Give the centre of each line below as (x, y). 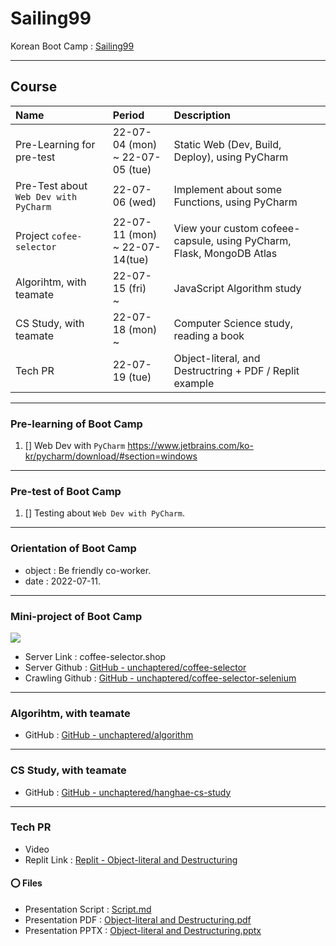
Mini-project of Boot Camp (76, 616)
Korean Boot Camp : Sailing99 (72, 46)
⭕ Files (26, 883)
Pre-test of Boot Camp (66, 491)
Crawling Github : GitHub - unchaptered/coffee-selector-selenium (160, 678)
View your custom (216, 228)
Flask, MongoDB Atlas (225, 253)
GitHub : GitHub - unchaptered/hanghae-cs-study (128, 792)
